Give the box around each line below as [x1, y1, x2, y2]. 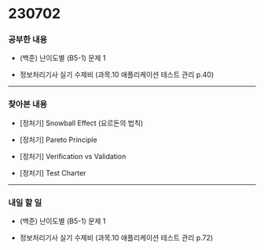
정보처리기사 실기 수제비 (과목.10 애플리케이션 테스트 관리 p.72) [19, 233, 214, 243]
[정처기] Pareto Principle [19, 135, 97, 144]
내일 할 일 [8, 197, 42, 208]
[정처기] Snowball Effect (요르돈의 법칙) [19, 118, 144, 128]
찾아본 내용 [8, 99, 48, 110]
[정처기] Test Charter [19, 168, 86, 177]
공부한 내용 [8, 34, 48, 45]
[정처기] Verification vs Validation [19, 151, 126, 161]
